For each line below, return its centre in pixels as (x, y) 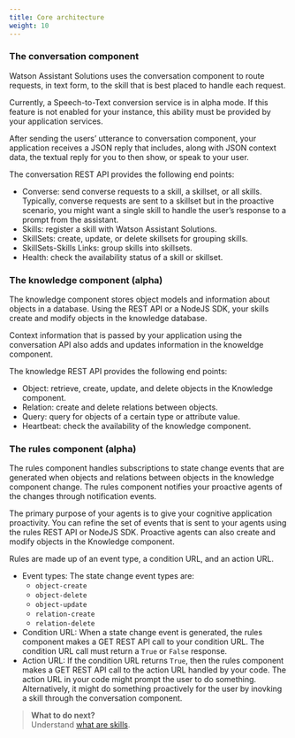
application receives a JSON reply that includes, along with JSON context (143, 148)
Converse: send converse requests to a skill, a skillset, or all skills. (142, 191)
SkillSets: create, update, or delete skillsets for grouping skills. (135, 238)
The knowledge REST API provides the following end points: (118, 372)
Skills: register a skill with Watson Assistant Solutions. (120, 229)
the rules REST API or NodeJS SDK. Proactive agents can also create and (142, 533)
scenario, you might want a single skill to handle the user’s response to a (154, 210)
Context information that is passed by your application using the (126, 335)
